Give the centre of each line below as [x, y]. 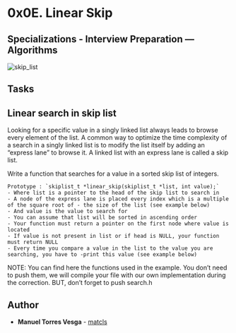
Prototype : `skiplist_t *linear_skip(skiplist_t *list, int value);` [113, 187]
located [19, 230]
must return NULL [33, 242]
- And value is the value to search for [68, 212]
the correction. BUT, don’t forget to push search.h [80, 283]
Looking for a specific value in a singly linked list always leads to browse [113, 130]
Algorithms [33, 50]
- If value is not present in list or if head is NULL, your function [113, 236]
